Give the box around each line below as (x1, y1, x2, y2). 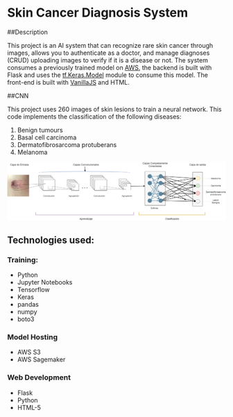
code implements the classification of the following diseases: (7, 112, 182, 121)
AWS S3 (17, 348, 42, 357)
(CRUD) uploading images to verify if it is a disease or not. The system (7, 56, 208, 64)
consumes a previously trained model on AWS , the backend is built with (7, 63, 212, 71)
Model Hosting (7, 332, 58, 341)
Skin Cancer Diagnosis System (7, 5, 189, 21)
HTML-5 (17, 403, 42, 411)
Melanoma (17, 148, 48, 156)
